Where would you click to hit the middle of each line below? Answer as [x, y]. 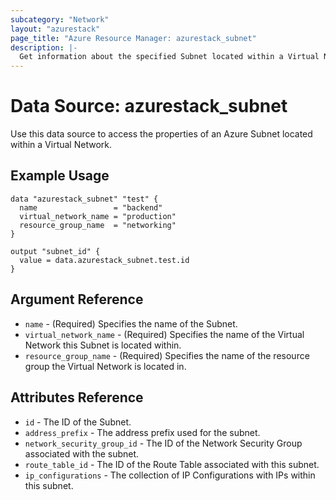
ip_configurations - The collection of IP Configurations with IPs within [170, 475]
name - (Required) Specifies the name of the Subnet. [131, 323]
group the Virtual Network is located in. [105, 366]
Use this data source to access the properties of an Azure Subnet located [161, 134]
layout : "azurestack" [55, 29]
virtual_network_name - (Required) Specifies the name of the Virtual [164, 334]
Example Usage [60, 176]
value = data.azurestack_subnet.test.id [104, 260]
